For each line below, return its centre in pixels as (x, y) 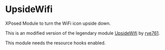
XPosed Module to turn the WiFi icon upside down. (58, 23)
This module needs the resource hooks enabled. (56, 43)
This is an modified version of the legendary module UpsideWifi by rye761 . (82, 33)
